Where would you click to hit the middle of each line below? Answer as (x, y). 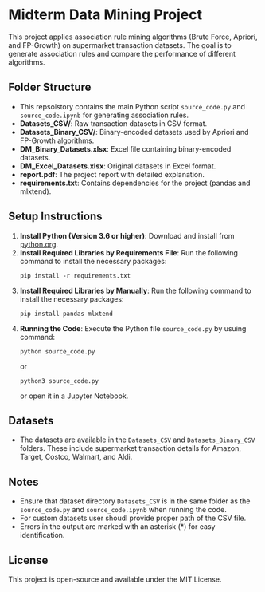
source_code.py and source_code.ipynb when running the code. (123, 510)
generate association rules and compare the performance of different (122, 53)
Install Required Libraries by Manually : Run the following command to (136, 290)
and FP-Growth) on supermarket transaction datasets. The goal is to (120, 45)
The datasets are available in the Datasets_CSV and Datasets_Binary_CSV (137, 440)
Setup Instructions (55, 217)
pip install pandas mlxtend (66, 314)
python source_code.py (57, 351)
